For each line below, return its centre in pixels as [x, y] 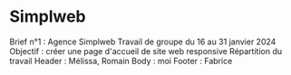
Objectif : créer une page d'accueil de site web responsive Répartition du [146, 51]
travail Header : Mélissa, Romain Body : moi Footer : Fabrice [121, 61]
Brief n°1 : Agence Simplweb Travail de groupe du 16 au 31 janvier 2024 [143, 42]
